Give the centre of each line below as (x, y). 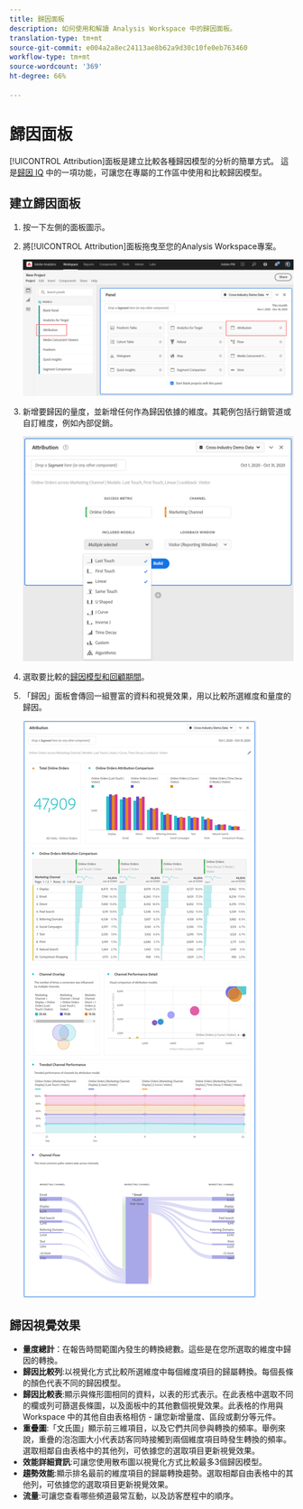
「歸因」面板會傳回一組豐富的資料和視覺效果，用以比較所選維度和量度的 (156, 696)
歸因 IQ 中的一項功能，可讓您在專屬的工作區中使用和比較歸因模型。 (142, 172)
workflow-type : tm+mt (50, 57)
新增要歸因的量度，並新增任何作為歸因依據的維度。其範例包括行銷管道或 (156, 412)
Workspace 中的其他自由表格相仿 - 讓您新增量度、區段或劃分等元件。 (151, 1416)
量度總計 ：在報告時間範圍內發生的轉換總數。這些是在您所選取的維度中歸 (156, 1348)
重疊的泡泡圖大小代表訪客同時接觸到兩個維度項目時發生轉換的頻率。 (165, 1439)
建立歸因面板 (45, 204)
